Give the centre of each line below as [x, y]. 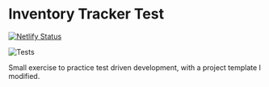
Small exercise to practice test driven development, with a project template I [134, 67]
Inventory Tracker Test [86, 14]
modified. [24, 76]
